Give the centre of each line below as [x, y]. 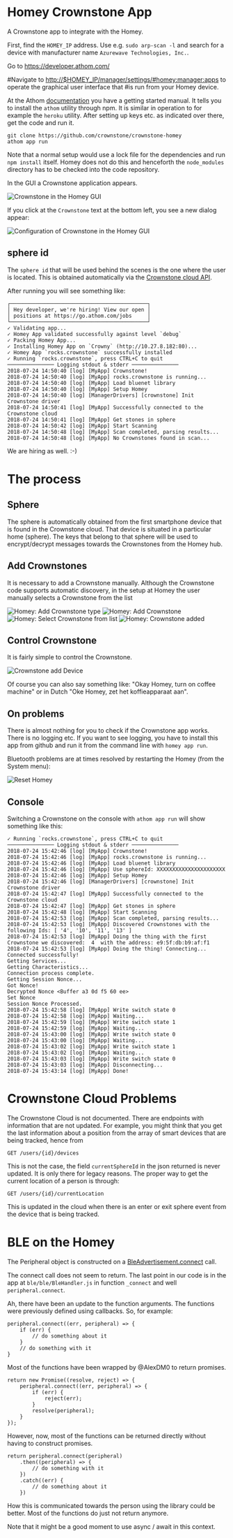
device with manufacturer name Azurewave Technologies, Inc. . [98, 52]
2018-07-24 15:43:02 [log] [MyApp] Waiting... [76, 1053]
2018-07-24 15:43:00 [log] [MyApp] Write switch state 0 [91, 1034]
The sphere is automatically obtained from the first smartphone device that [115, 522]
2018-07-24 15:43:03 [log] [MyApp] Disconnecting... [85, 1065]
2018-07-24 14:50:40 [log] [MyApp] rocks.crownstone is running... [107, 377]
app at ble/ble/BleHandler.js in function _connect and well [92, 1282]
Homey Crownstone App [80, 12]
